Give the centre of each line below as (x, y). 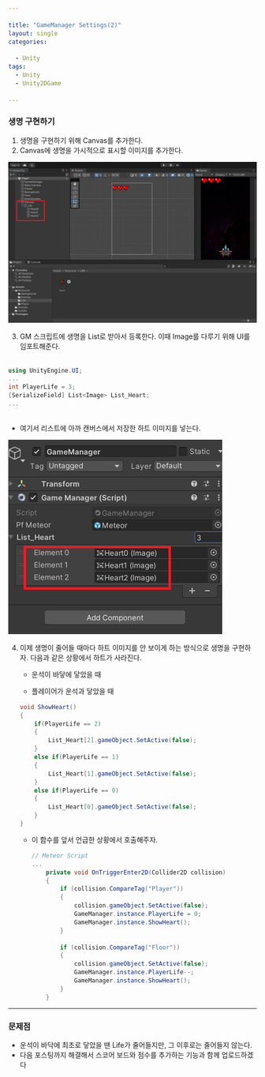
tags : (17, 67)
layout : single (33, 33)
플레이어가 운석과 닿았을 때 (73, 691)
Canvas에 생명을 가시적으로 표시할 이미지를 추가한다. (101, 150)
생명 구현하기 (32, 122)
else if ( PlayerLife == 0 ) (77, 790)
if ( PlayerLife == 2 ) (68, 724)
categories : (28, 42)
